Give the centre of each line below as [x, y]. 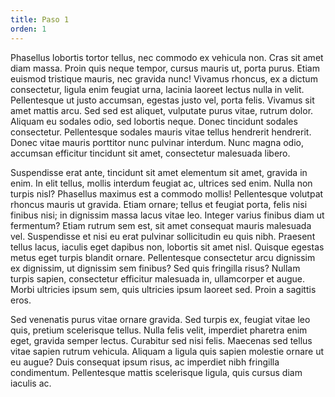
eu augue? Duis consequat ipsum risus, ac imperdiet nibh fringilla [145, 362]
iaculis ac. [31, 383]
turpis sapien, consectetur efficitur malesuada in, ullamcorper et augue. [158, 278]
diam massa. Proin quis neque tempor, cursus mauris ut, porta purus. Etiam [165, 68]
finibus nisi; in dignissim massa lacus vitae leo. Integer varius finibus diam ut [167, 215]
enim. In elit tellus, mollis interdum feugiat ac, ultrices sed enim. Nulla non [161, 183]
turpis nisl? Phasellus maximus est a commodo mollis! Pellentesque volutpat [167, 193]
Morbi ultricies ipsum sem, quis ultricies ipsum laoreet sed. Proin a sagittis [163, 289]
